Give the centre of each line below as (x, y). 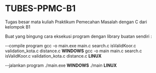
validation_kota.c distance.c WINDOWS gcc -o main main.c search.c (73, 51)
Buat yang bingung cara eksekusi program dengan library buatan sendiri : (78, 36)
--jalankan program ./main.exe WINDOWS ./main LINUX (61, 65)
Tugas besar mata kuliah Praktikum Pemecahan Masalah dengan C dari (76, 22)
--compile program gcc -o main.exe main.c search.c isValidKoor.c (71, 45)
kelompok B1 (18, 27)
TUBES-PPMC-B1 (40, 8)
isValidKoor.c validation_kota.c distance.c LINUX (53, 56)
